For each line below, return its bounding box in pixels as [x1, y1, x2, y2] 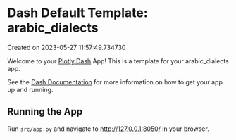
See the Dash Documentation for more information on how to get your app [7, 77, 223, 86]
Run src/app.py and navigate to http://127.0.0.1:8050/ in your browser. [7, 125, 209, 133]
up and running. [7, 85, 54, 94]
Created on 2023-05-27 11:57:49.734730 [7, 43, 126, 51]
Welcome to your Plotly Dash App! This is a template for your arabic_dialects [7, 56, 229, 65]
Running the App [7, 106, 83, 117]
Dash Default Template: [7, 5, 148, 21]
